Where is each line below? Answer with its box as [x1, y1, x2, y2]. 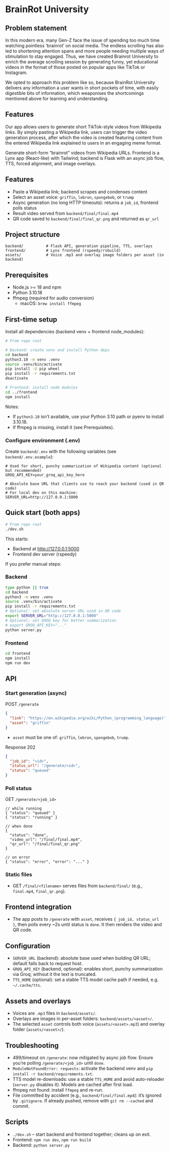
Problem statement [5, 24, 67, 32]
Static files [5, 871, 32, 878]
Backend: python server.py [12, 1142, 70, 1148]
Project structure [5, 230, 60, 239]
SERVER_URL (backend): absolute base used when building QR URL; [12, 955, 151, 961]
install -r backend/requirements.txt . [12, 1070, 94, 1076]
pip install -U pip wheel [5, 366, 60, 371]
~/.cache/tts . [12, 982, 41, 988]
